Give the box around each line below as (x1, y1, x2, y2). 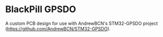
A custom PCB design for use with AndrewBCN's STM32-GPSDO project (5, 20, 158, 26)
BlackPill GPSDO (5, 4, 76, 15)
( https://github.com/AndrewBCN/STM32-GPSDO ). (5, 25, 111, 31)
